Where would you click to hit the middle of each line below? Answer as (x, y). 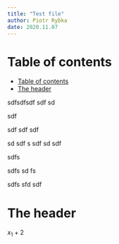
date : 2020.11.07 (33, 27)
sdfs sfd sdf (25, 185)
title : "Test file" (36, 14)
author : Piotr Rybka (38, 20)
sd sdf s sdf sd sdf (35, 144)
